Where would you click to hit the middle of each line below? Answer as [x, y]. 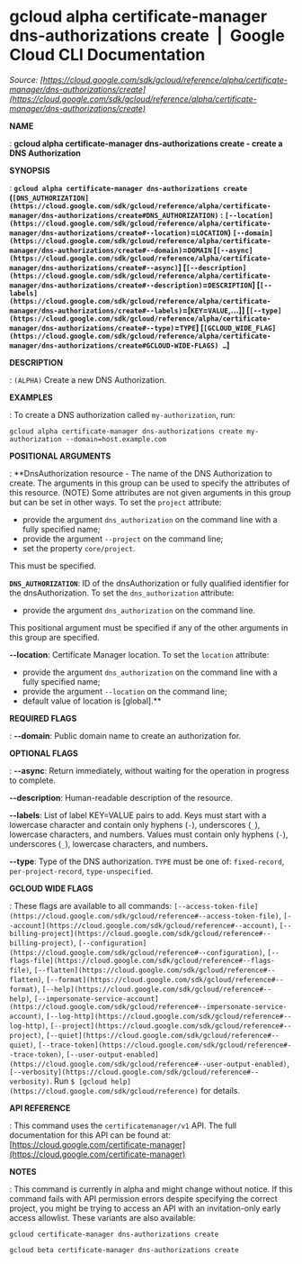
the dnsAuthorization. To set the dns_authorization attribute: [122, 593]
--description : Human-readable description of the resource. [121, 797]
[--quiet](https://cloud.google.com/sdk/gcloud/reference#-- [163, 1035]
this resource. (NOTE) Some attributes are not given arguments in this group [151, 492]
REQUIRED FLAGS [43, 718]
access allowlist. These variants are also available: [102, 1217]
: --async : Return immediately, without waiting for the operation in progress [149, 770]
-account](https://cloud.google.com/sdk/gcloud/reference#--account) [142, 925]
